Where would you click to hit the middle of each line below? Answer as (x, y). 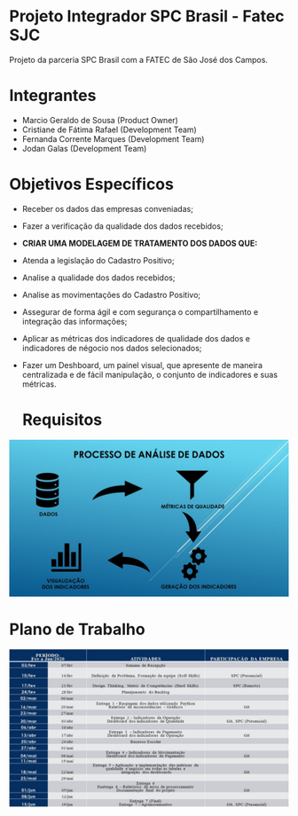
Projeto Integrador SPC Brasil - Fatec (147, 16)
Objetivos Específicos (92, 184)
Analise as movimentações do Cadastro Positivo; (111, 294)
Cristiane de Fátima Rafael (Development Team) (109, 129)
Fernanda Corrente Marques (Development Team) (113, 138)
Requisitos (62, 420)
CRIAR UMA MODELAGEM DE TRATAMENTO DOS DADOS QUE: (140, 243)
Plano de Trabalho (77, 629)
